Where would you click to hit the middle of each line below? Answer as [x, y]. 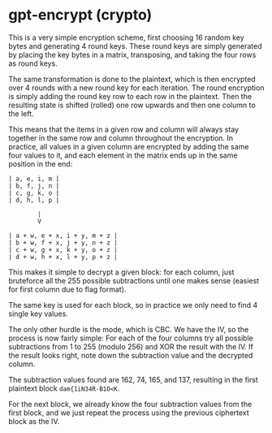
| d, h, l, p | [34, 200]
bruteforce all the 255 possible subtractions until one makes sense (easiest [134, 280]
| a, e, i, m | [34, 179]
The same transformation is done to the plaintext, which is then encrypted [132, 79]
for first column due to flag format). [67, 289]
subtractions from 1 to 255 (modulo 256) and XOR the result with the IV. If [131, 346]
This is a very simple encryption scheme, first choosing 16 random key [127, 37]
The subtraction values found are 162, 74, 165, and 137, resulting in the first [133, 379]
